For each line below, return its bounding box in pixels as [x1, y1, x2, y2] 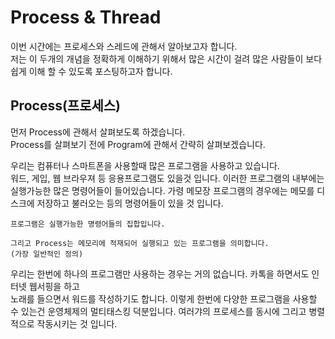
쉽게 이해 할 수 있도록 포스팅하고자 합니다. [10, 65, 173, 77]
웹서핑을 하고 [28, 280, 80, 292]
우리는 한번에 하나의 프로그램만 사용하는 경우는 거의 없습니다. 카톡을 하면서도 [10, 267, 310, 280]
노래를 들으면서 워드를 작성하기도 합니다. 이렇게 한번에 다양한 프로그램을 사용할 [10, 292, 318, 305]
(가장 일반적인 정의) [10, 249, 84, 259]
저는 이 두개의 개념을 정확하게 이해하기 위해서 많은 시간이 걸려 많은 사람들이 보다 [10, 52, 323, 65]
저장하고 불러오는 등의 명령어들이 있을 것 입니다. [36, 197, 224, 209]
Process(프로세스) [10, 97, 122, 115]
